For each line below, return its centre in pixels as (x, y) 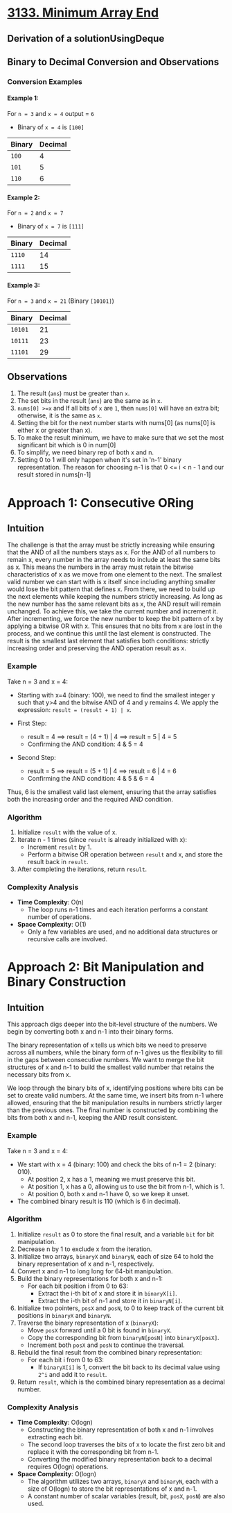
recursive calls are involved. (68, 939)
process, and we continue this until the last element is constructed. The (109, 634)
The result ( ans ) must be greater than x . (73, 393)
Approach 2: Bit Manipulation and (106, 967)
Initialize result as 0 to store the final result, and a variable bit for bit (116, 1234)
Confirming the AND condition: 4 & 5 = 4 (85, 744)
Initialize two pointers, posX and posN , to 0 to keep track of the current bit (121, 1308)
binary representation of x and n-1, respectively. (86, 1264)
